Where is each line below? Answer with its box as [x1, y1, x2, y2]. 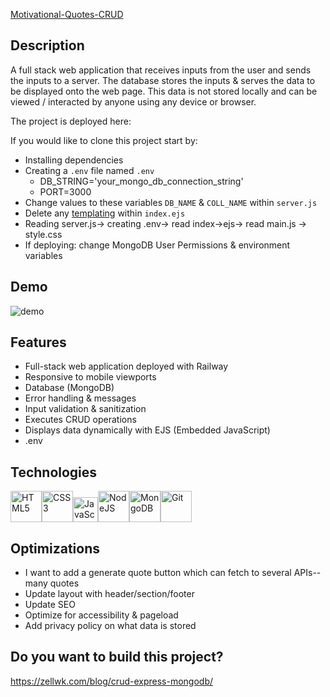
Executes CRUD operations [24, 414, 137, 426]
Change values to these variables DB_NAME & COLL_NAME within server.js [24, 196, 318, 208]
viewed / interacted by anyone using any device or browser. [10, 95, 257, 108]
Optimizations [10, 540, 100, 557]
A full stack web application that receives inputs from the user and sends [10, 64, 312, 76]
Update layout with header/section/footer [24, 588, 195, 600]
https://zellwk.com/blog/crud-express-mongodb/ [10, 675, 213, 687]
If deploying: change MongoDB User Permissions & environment [24, 239, 291, 251]
